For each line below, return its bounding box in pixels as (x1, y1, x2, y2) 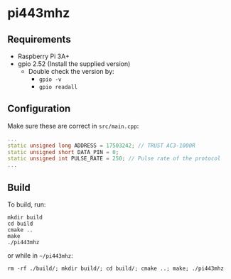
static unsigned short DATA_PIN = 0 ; (7, 148, 119, 155)
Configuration (7, 103, 71, 115)
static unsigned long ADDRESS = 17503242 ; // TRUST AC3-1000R (7, 142, 195, 149)
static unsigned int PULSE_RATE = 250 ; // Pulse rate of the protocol (7, 155, 221, 163)
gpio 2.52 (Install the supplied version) (17, 60, 131, 68)
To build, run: (7, 200, 46, 209)
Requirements (7, 33, 71, 45)
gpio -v (38, 76, 62, 83)
